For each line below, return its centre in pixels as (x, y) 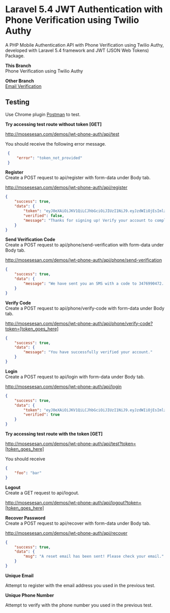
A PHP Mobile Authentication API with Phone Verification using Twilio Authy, (84, 45)
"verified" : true (41, 415)
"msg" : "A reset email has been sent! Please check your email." (94, 557)
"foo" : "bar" (28, 473)
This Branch (18, 65)
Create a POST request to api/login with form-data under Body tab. (75, 377)
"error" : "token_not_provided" (49, 158)
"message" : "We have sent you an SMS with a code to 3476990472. (94, 284)
